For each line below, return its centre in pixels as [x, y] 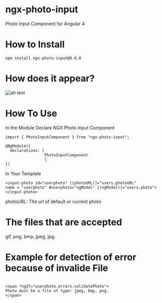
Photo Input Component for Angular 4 [45, 24]
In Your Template [23, 174]
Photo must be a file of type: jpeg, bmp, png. [57, 291]
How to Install [35, 44]
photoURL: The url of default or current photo [53, 201]
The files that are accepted [64, 222]
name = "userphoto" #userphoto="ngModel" [50, 187]
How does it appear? [50, 79]
